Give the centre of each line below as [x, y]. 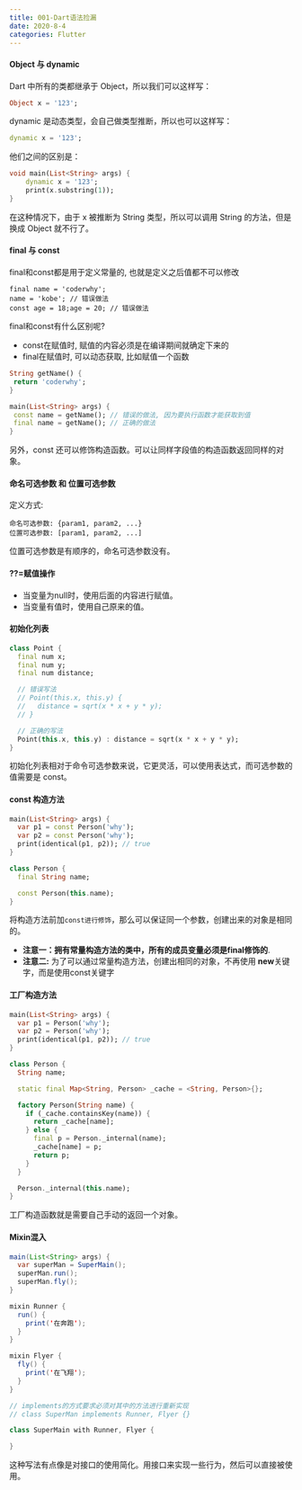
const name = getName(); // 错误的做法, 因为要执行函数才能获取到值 [132, 415]
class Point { [36, 648]
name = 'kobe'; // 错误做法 [59, 299]
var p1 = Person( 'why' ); [64, 1023]
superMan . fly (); [48, 1282]
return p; [51, 1155]
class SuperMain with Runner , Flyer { [82, 1431]
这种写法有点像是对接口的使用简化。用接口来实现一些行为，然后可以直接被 [147, 1465]
